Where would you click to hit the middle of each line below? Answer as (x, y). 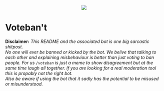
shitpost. (14, 46)
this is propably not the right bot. (39, 73)
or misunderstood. (24, 84)
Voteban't (26, 28)
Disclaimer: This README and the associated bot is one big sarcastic (77, 41)
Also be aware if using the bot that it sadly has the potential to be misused (82, 78)
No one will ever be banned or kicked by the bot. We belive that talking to (81, 52)
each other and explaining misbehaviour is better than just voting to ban (80, 57)
